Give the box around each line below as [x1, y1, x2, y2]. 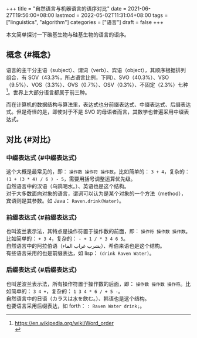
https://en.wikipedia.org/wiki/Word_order [14, 319, 114, 326]
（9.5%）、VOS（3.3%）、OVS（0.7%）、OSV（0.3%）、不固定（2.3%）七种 [6, 81, 189, 88]
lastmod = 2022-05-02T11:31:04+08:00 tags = [55, 12, 168, 19]
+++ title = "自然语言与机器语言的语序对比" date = [6, 5, 127, 12]
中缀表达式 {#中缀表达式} [6, 153, 77, 162]
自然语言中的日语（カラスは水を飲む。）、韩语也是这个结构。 [6, 295, 150, 302]
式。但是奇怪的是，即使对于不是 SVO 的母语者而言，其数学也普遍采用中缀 [6, 108, 184, 115]
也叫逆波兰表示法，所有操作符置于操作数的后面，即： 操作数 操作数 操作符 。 [6, 280, 186, 287]
